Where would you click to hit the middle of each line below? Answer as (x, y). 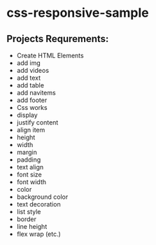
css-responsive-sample (78, 13)
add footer (32, 100)
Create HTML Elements (50, 55)
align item (31, 130)
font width (31, 182)
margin (27, 152)
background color (42, 197)
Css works (32, 107)
